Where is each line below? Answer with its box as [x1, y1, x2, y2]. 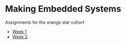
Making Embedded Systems [5, 3, 121, 15]
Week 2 [12, 34, 28, 40]
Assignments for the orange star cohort [5, 19, 84, 25]
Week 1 [12, 29, 27, 34]
